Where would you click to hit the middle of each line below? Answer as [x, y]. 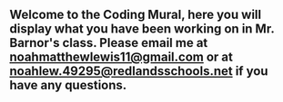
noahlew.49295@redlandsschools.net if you [139, 71]
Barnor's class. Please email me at [109, 43]
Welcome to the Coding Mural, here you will [136, 15]
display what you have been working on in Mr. [142, 29]
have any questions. [68, 85]
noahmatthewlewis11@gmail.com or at [121, 57]
